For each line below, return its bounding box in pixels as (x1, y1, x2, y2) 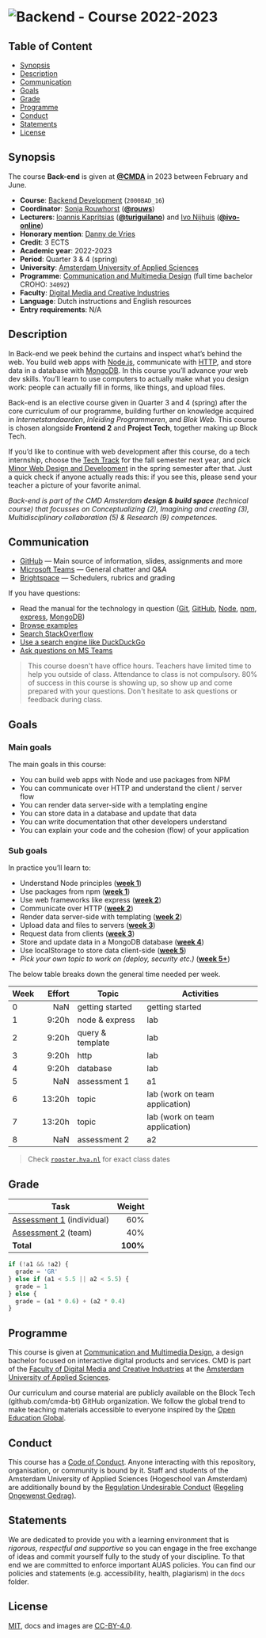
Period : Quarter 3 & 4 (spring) (19, 254, 118, 264)
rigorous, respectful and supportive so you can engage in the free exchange (8, 1543, 257, 1552)
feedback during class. (27, 695, 103, 705)
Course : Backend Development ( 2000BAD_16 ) (19, 195, 165, 205)
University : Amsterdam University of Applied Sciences (19, 262, 199, 272)
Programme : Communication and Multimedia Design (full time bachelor (19, 271, 253, 280)
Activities (181, 988, 219, 999)
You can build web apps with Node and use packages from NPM (19, 775, 231, 785)
